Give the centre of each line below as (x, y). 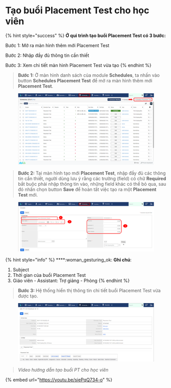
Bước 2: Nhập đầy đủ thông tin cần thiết (47, 55)
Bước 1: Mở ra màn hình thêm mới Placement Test (57, 45)
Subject (21, 270)
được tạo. (28, 296)
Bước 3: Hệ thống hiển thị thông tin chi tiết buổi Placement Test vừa (89, 291)
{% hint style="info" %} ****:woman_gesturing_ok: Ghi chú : (68, 260)
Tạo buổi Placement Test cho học (77, 10)
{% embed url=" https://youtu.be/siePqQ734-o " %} (59, 380)
